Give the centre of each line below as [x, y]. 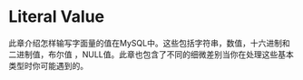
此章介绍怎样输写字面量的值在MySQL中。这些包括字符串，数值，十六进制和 [150, 43]
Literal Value [57, 17]
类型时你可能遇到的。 [48, 65]
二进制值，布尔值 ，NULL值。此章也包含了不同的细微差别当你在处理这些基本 [151, 54]
